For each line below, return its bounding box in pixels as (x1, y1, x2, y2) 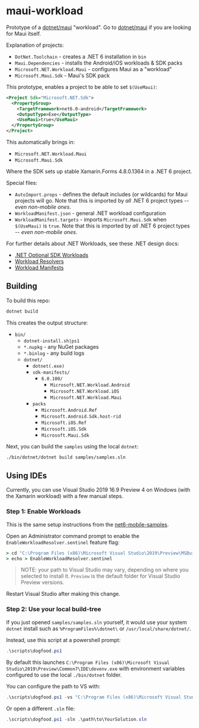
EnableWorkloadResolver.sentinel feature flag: (6, 538, 120, 546)
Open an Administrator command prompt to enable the (6, 532, 140, 540)
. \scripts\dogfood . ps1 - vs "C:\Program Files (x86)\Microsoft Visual (6, 694, 182, 700)
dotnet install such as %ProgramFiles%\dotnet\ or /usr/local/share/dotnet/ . (6, 625, 191, 632)
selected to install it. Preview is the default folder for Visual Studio (20, 573, 181, 580)
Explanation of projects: (6, 41, 64, 49)
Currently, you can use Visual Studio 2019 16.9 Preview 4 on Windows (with (6, 486, 191, 493)
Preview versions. (20, 579, 65, 586)
